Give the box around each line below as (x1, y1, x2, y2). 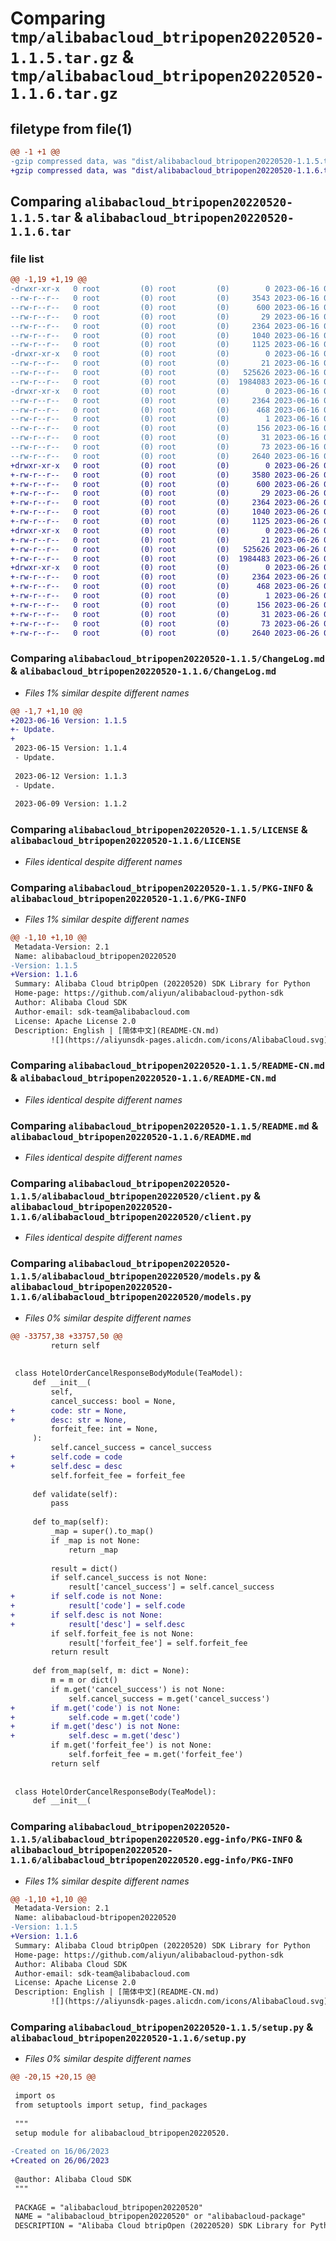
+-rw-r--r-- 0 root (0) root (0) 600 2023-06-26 (10, 479, 320, 489)
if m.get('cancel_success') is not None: (50, 1684, 226, 1694)
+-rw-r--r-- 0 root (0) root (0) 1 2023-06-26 (10, 591, 320, 601)
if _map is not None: (50, 1535, 141, 1546)
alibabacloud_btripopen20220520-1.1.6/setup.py (10, 2032, 247, 2044)
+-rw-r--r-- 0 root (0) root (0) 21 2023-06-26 (10, 535, 320, 545)
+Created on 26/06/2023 (10, 2156, 110, 2166)
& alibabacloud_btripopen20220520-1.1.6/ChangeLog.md (10, 664, 277, 678)
